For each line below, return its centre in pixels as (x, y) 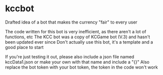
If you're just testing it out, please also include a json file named (70, 56)
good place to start (24, 47)
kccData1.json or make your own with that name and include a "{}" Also (77, 62)
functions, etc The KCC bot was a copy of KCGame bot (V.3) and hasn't (78, 37)
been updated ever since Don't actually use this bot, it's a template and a (79, 42)
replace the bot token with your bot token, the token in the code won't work (81, 67)
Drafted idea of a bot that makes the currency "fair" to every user (71, 22)
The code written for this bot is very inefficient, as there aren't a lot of (76, 31)
